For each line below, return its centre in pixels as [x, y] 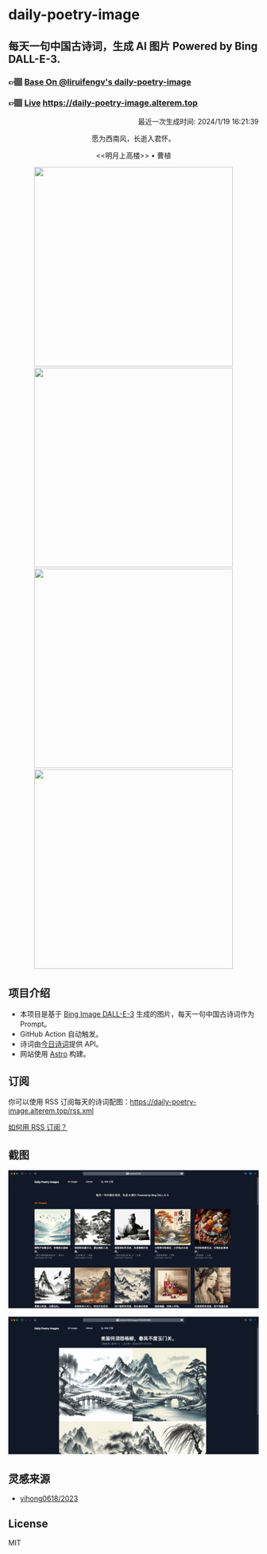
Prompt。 [35, 1024]
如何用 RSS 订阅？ [38, 1127]
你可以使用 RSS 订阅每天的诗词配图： [69, 1102]
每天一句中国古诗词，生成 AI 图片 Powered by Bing [133, 46]
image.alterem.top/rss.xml [51, 1111]
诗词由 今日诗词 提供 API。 [61, 1044]
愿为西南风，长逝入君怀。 [133, 138]
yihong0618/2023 [49, 1499]
